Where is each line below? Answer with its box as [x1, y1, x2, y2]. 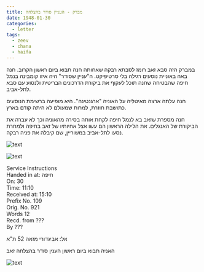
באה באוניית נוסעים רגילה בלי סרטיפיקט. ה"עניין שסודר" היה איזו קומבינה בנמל [6, 72, 187, 80]
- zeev [12, 37, 29, 44]
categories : [6, 20, 37, 26]
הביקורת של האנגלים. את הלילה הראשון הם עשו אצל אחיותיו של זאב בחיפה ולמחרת [6, 122, 198, 130]
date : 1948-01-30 [6, 15, 51, 21]
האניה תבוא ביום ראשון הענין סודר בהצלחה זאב [6, 247, 115, 254]
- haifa [12, 49, 32, 55]
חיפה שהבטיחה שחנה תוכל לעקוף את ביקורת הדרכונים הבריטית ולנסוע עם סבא [6, 79, 189, 86]
